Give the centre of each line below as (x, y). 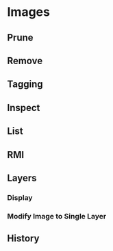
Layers (22, 178)
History (23, 239)
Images (28, 12)
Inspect (24, 108)
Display (20, 197)
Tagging (25, 84)
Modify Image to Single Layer (57, 216)
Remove (25, 60)
